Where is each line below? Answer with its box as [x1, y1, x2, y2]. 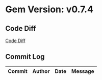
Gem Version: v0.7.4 [5, 4, 93, 15]
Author [32, 68, 50, 75]
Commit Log [5, 52, 45, 61]
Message [71, 68, 94, 75]
